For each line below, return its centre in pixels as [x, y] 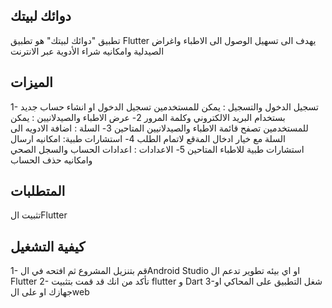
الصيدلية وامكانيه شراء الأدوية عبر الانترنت [87, 51]
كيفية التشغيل [48, 246]
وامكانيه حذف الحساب [51, 160]
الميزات [31, 82]
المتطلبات [38, 191]
